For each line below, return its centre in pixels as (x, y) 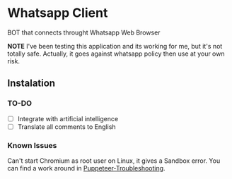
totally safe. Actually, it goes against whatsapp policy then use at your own (116, 54)
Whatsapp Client (58, 13)
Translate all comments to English (66, 126)
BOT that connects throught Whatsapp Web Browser (84, 32)
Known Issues (32, 145)
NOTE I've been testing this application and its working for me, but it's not (115, 46)
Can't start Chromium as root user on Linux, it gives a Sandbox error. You (114, 161)
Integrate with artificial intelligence (68, 118)
